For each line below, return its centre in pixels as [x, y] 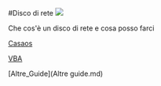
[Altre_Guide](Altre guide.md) [56, 73]
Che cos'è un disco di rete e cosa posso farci [81, 28]
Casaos [20, 43]
